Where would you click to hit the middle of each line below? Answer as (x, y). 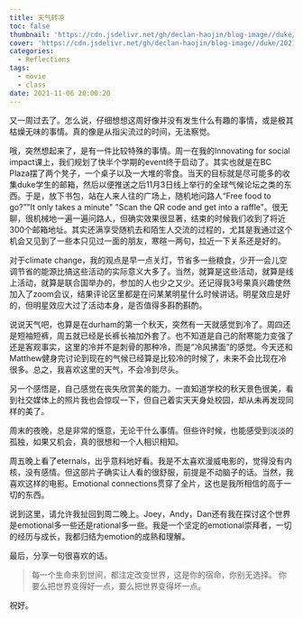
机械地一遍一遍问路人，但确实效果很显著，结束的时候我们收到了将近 (159, 218)
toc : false (30, 26)
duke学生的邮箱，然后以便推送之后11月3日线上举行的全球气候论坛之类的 (150, 184)
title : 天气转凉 (37, 18)
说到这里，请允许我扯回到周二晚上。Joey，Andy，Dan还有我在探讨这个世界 (150, 513)
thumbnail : (30, 34)
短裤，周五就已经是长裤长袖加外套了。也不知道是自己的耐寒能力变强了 (163, 336)
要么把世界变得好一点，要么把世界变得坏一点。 (118, 586)
